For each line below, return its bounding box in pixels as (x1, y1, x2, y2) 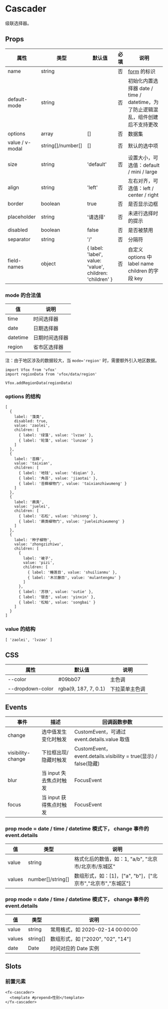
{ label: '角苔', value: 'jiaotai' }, (18, 476, 98, 481)
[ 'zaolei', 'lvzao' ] (5, 637, 52, 642)
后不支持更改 (127, 121, 158, 128)
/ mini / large (127, 168, 157, 175)
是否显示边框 (127, 200, 158, 207)
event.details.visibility (74, 753, 125, 760)
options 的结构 (5, 393, 41, 400)
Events (5, 703, 27, 711)
